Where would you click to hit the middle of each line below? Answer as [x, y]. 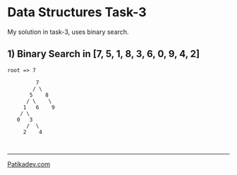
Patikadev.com [29, 164]
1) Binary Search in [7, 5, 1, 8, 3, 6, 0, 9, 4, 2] [103, 54]
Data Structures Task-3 [77, 12]
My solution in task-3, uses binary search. [68, 32]
